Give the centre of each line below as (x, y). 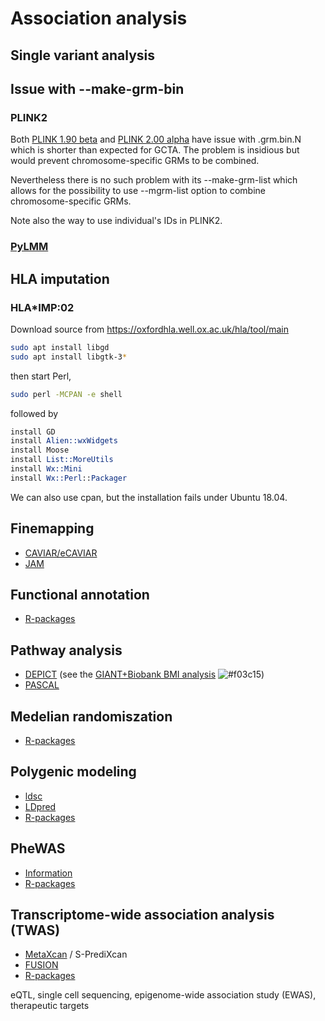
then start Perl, (41, 376)
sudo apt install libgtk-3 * (69, 357)
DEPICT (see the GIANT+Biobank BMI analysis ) (144, 674)
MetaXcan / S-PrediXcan (76, 954)
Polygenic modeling (73, 772)
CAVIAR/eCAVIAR (61, 553)
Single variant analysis (83, 55)
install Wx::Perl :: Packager (69, 478)
